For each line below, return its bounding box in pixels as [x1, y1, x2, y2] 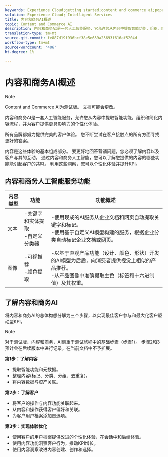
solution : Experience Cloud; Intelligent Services [5, 12, 113, 17]
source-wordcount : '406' [5, 45, 57, 50]
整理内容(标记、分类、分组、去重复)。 [12, 373, 91, 379]
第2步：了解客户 [5, 390, 39, 396]
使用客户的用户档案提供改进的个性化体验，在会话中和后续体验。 [12, 434, 144, 440]
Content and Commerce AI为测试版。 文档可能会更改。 [5, 104, 118, 110]
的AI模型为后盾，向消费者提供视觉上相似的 [51, 257, 151, 264]
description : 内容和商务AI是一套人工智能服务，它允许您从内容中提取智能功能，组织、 [5, 26, 161, 31]
